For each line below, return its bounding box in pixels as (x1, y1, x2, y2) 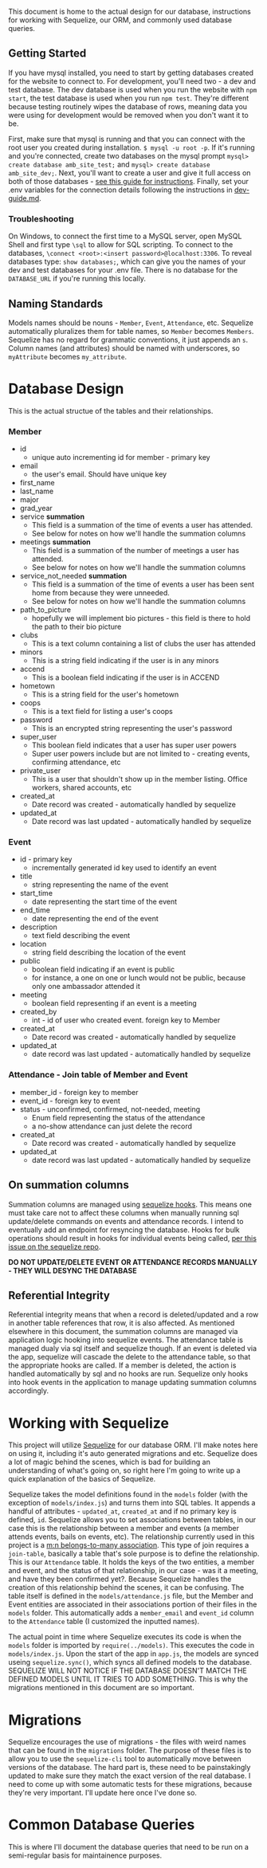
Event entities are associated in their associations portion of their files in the (8, 1599, 257, 1609)
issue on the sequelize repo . (8, 1242, 101, 1251)
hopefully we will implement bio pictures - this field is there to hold (31, 614, 251, 623)
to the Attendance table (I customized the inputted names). (8, 1617, 200, 1627)
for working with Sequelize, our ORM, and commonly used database (8, 15, 233, 25)
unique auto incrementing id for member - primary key (31, 453, 210, 462)
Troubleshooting (8, 213, 74, 224)
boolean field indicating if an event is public (31, 964, 175, 975)
